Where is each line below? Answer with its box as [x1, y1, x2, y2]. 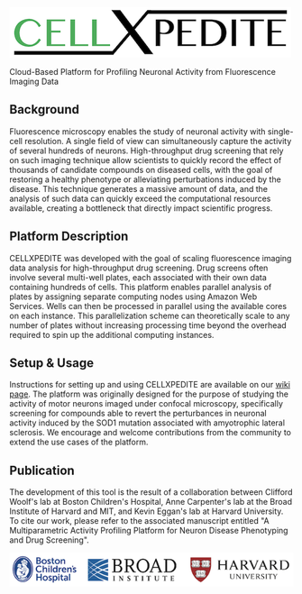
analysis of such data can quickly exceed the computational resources [9, 193, 271, 204]
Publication [9, 462, 75, 478]
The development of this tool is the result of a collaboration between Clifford [9, 487, 293, 498]
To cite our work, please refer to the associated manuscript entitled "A [9, 516, 270, 526]
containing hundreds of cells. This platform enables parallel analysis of [9, 281, 272, 292]
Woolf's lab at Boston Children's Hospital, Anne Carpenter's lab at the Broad [9, 497, 293, 507]
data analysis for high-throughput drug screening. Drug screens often [9, 262, 269, 273]
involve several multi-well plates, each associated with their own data [9, 271, 268, 282]
